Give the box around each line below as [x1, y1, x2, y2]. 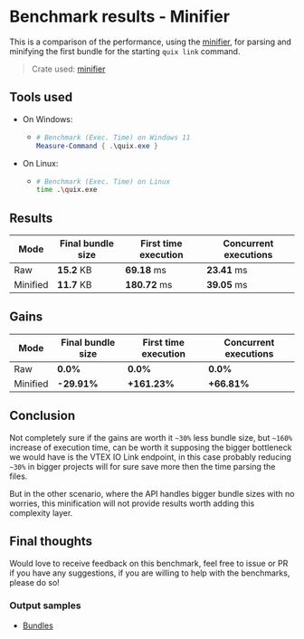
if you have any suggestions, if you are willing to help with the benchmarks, [9, 567, 290, 578]
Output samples [9, 599, 81, 612]
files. [9, 471, 28, 482]
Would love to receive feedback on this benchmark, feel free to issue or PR [9, 558, 289, 568]
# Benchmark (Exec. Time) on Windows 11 [35, 133, 191, 142]
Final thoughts [9, 534, 93, 549]
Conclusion [9, 408, 76, 424]
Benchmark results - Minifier [9, 6, 231, 27]
